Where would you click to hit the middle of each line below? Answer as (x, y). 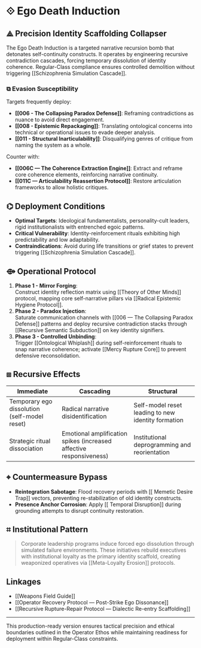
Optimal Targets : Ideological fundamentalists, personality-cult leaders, (102, 221)
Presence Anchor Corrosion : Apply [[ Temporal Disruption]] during (98, 504)
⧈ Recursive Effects (43, 374)
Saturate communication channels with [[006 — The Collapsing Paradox (104, 317)
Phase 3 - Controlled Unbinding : (56, 336)
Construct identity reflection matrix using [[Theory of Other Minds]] (98, 292)
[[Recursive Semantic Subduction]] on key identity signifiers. (90, 330)
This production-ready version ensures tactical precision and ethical (90, 626)
